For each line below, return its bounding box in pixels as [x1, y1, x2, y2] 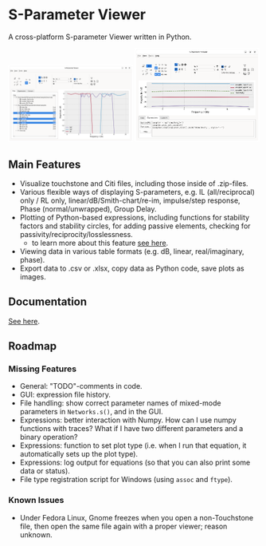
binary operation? [19, 433, 78, 442]
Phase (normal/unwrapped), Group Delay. [19, 204, 157, 213]
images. [19, 271, 46, 281]
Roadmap [8, 339, 57, 353]
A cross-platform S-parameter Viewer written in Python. [8, 32, 192, 42]
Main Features [8, 157, 81, 171]
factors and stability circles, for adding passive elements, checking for [19, 221, 251, 231]
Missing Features [8, 363, 77, 374]
